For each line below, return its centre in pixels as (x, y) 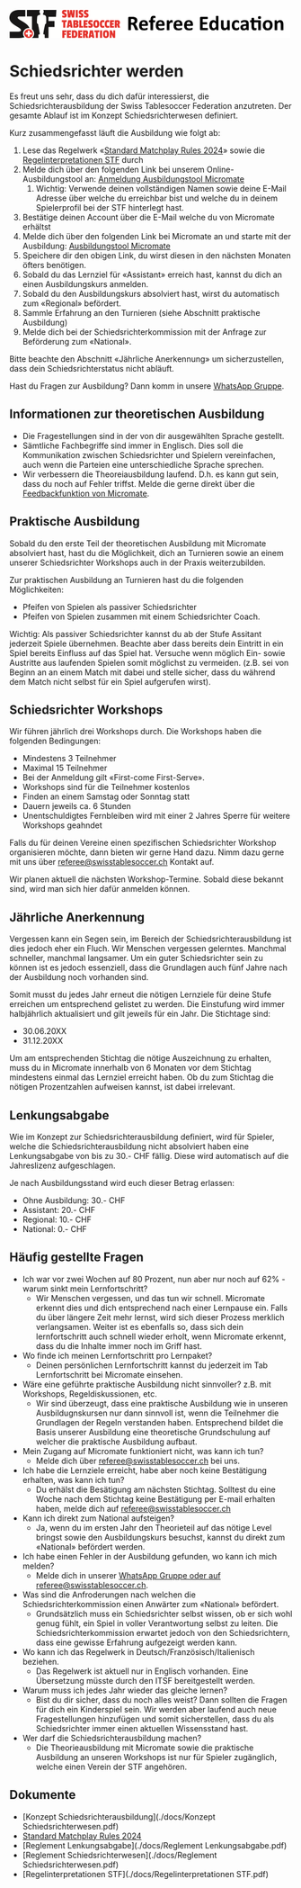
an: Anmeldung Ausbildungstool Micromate (165, 179)
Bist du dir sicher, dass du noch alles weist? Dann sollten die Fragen (161, 1699)
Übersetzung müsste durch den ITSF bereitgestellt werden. (146, 1680)
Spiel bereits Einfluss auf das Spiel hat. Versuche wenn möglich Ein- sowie (147, 652)
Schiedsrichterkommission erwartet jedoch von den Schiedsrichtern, (163, 1632)
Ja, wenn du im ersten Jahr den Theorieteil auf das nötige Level (154, 1527)
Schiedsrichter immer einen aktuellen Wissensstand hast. (142, 1728)
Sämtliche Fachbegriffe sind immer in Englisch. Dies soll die (133, 445)
